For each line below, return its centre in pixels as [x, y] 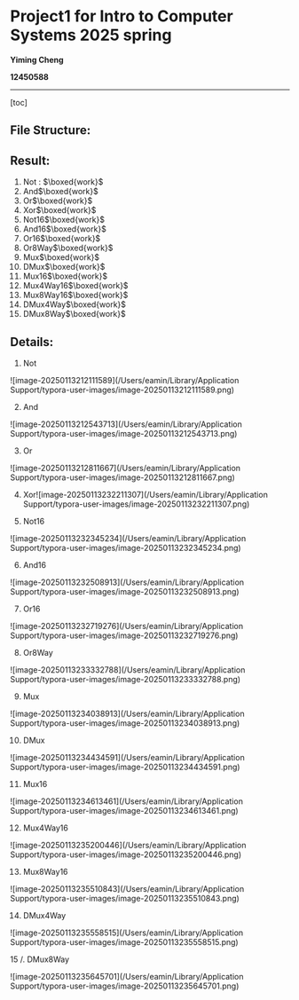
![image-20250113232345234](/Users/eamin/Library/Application [128, 538]
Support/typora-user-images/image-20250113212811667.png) [123, 477]
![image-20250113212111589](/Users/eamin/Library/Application [125, 380]
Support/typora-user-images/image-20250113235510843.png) [125, 898]
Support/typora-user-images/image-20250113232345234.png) [126, 547]
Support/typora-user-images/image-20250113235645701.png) [125, 986]
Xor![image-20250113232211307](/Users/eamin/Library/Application [146, 494]
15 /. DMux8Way [40, 959]
